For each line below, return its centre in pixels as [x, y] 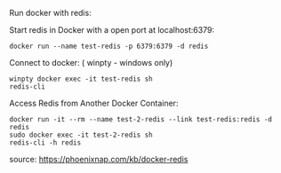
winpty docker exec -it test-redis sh [81, 79]
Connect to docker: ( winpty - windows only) [91, 63]
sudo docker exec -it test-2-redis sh [81, 135]
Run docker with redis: [50, 13]
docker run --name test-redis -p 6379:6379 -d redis [109, 46]
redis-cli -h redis [45, 143]
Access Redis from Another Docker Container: [94, 103]
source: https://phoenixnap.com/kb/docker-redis [99, 159]
